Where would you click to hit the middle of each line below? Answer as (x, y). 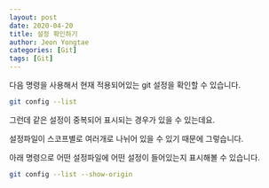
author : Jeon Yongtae (49, 42)
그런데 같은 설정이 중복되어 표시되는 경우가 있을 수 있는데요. (112, 120)
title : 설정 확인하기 (44, 34)
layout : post (33, 17)
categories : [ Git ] (43, 51)
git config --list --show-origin (71, 174)
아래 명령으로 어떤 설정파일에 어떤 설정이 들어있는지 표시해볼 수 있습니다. (134, 157)
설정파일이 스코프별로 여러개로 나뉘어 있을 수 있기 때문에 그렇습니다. (127, 138)
